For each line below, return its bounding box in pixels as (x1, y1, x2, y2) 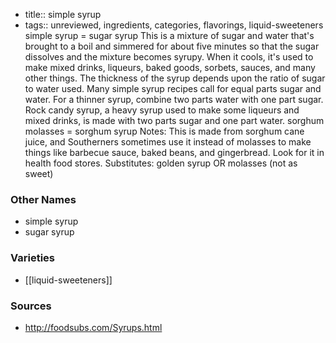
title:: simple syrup (24, 9, 102, 20)
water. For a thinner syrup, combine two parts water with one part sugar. (24, 94, 324, 105)
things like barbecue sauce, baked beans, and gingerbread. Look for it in (24, 147, 325, 158)
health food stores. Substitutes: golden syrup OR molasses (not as (24, 157, 298, 169)
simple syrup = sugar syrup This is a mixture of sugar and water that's (24, 30, 315, 41)
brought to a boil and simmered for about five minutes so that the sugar (24, 40, 320, 52)
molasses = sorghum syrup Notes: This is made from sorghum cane (24, 125, 305, 137)
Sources (10, 299, 52, 313)
